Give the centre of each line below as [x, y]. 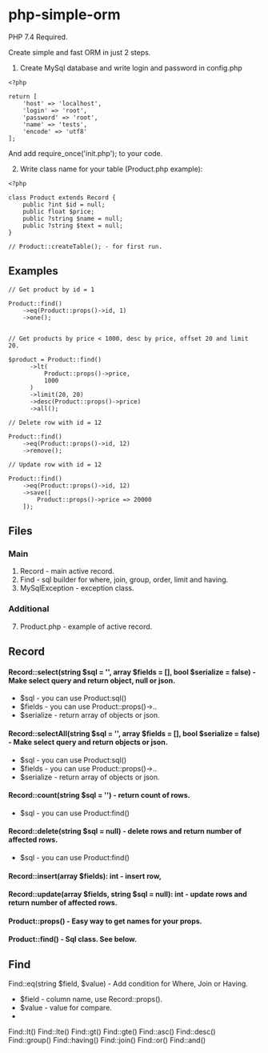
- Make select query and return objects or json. [88, 742]
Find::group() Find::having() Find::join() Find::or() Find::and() [107, 1040]
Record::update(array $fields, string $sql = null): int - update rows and [128, 895]
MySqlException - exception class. [77, 588]
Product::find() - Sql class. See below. [73, 939]
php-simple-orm [64, 15]
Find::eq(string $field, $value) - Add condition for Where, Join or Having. [128, 984]
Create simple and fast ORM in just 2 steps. [80, 52]
